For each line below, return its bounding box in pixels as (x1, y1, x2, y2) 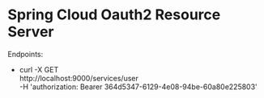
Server (7, 22, 54, 41)
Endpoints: (7, 49, 44, 59)
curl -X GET (19, 64, 59, 74)
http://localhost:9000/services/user (19, 73, 138, 83)
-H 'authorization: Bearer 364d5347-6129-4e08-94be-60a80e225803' (19, 82, 258, 92)
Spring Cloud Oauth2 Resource (7, 6, 221, 24)
